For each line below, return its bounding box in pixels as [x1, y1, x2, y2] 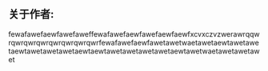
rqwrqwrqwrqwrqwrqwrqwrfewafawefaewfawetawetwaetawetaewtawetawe [8, 37, 260, 47]
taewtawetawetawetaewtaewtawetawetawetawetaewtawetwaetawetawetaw [8, 46, 260, 56]
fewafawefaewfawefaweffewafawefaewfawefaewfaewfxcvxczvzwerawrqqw [8, 29, 260, 38]
